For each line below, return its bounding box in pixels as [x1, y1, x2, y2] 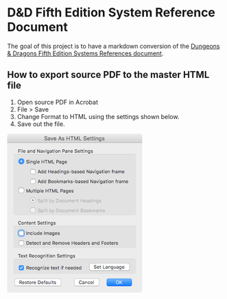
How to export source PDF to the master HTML [7, 69, 210, 81]
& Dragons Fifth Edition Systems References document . [7, 49, 164, 57]
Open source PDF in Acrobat [16, 98, 98, 106]
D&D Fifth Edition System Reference [7, 5, 216, 21]
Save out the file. [16, 120, 65, 128]
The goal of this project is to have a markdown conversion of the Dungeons [7, 42, 220, 50]
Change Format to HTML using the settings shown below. [16, 112, 180, 120]
